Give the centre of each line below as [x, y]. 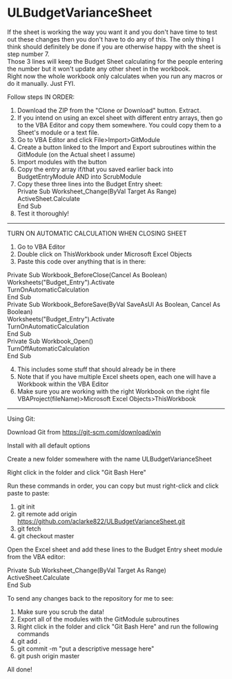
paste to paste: [28, 493]
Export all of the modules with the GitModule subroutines [98, 619]
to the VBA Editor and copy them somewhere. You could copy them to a [119, 125]
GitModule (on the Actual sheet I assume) [76, 155]
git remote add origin [47, 513]
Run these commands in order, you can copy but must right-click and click [113, 486]
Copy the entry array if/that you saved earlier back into [95, 169]
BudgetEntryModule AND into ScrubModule [79, 176]
